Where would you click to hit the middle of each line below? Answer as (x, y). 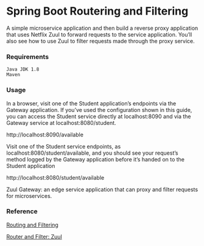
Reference (22, 211)
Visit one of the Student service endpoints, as (64, 146)
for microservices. (29, 195)
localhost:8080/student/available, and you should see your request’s (92, 153)
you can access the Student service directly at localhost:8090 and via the (99, 116)
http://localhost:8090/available (45, 135)
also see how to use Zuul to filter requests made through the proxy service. (100, 41)
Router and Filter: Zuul (34, 236)
